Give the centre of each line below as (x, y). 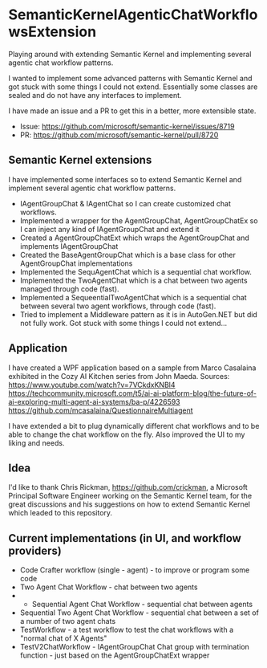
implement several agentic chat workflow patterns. (92, 188)
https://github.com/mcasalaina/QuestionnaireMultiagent (101, 410)
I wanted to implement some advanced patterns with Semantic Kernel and (130, 78)
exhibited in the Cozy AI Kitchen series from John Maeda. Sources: (119, 376)
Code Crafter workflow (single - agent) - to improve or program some (135, 570)
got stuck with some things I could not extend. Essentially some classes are (133, 87)
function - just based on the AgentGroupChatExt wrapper (115, 655)
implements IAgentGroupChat (69, 246)
